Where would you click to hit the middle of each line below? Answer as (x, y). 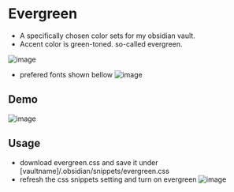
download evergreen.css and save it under (89, 162)
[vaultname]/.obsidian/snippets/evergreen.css (94, 171)
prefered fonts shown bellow (66, 74)
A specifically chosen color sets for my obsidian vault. (107, 36)
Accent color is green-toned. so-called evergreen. (101, 43)
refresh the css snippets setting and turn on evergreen (108, 179)
